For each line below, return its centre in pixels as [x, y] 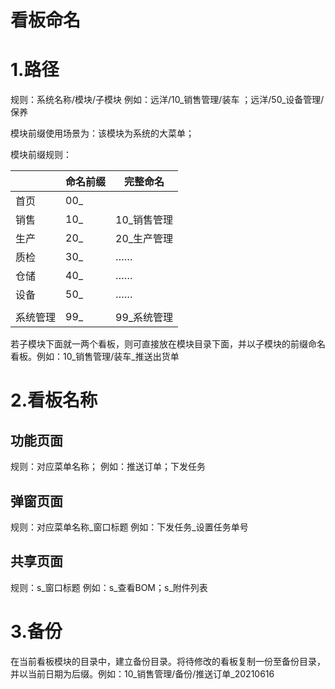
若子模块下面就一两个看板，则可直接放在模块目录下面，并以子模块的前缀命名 [168, 344]
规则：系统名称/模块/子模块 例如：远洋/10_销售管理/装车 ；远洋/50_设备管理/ [167, 100]
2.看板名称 [54, 400]
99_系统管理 [144, 318]
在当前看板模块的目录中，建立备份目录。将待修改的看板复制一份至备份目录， [168, 661]
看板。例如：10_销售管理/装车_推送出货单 [95, 357]
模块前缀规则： [41, 155]
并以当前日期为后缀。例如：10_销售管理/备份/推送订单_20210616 [142, 673]
